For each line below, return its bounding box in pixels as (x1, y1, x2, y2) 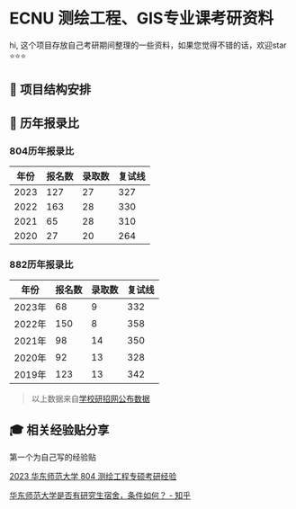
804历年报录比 (9, 145, 75, 157)
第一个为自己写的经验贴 (9, 451, 96, 463)
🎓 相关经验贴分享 (9, 422, 110, 437)
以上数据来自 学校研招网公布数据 (31, 393, 150, 405)
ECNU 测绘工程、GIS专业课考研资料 (9, 8, 274, 29)
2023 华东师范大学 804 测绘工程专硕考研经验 (9, 471, 177, 482)
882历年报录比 (9, 258, 74, 271)
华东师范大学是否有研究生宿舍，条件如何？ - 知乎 (9, 490, 192, 501)
